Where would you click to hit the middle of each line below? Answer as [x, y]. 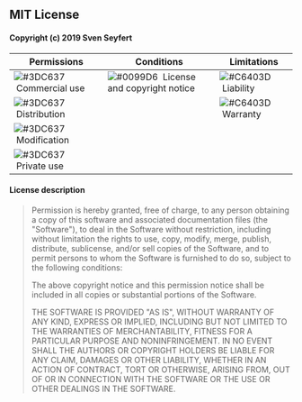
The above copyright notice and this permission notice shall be [148, 285]
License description [47, 190]
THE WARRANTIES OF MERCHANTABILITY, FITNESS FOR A [142, 331]
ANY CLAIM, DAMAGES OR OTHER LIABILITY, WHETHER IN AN [149, 360]
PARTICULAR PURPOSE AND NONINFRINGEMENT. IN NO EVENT [152, 341]
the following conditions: [77, 267]
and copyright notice [151, 87]
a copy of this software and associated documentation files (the [149, 219]
